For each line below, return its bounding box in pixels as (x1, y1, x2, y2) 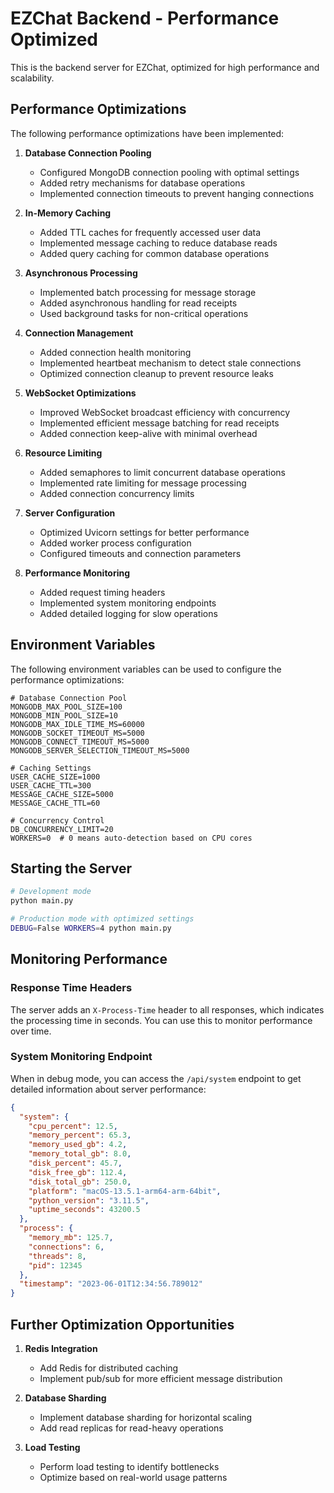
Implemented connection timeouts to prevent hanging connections (39, 187, 315, 199)
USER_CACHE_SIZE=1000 (10, 772, 101, 782)
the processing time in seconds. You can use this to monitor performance (10, 1014, 313, 1026)
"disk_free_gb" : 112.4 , (28, 1167, 128, 1177)
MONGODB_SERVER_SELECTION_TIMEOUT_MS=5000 (10, 745, 190, 756)
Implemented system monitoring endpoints (39, 597, 217, 609)
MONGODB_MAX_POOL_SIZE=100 (10, 702, 123, 712)
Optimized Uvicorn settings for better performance (39, 526, 250, 538)
